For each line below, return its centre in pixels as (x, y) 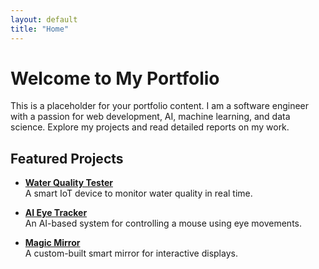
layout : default (44, 19)
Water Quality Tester (68, 183)
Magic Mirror (52, 243)
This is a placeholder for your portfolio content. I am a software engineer (160, 106)
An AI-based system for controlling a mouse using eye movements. (163, 223)
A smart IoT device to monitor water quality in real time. (138, 193)
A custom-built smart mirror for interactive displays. (131, 253)
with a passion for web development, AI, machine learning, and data (150, 117)
